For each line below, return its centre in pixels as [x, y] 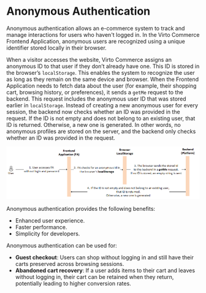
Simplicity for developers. [48, 234]
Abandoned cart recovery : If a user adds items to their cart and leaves [105, 270]
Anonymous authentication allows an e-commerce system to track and [96, 28]
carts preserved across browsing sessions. [70, 264]
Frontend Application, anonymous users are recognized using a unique [96, 41]
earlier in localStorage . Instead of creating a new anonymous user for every [102, 105]
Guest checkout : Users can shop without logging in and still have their [105, 257]
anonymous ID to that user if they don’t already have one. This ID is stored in [103, 66]
